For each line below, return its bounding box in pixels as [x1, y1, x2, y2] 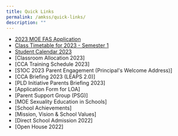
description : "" [6, 19, 46, 25]
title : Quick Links [6, 8, 54, 15]
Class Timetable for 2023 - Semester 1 [14, 42, 109, 49]
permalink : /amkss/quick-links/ [6, 14, 86, 20]
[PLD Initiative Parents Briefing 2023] [14, 79, 105, 87]
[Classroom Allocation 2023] [14, 54, 85, 62]
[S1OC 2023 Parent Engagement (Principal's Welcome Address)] [14, 67, 173, 74]
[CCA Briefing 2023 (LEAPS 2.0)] [14, 73, 96, 80]
